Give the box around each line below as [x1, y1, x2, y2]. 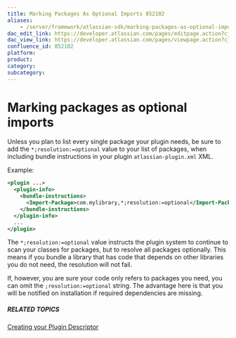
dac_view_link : [7, 37, 52, 44]
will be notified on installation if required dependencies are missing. [7, 289, 203, 297]
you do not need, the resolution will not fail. [7, 261, 133, 269]
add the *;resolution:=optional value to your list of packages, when [7, 145, 207, 153]
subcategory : [7, 69, 46, 76]
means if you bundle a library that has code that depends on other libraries [7, 253, 224, 261]
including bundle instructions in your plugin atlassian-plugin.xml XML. [7, 152, 214, 161]
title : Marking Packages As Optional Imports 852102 [7, 10, 165, 18]
